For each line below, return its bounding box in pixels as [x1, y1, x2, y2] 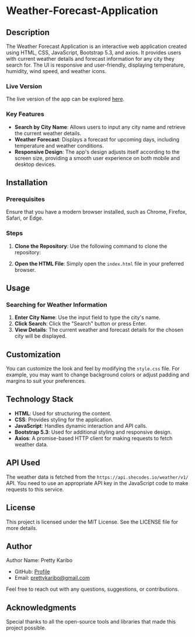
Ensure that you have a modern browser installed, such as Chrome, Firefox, [6, 209, 187, 216]
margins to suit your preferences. [6, 378, 86, 385]
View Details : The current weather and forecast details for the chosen [14, 326, 184, 334]
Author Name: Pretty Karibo [6, 557, 73, 564]
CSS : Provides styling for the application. [14, 416, 114, 423]
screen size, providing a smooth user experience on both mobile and [14, 154, 180, 161]
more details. [6, 524, 38, 531]
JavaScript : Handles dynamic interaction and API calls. [14, 422, 148, 429]
